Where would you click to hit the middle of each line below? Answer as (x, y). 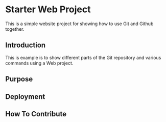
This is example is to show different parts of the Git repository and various (83, 57)
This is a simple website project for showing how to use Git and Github (79, 24)
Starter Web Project (48, 9)
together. (15, 29)
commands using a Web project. (39, 63)
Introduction (26, 45)
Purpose (19, 79)
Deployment (25, 97)
